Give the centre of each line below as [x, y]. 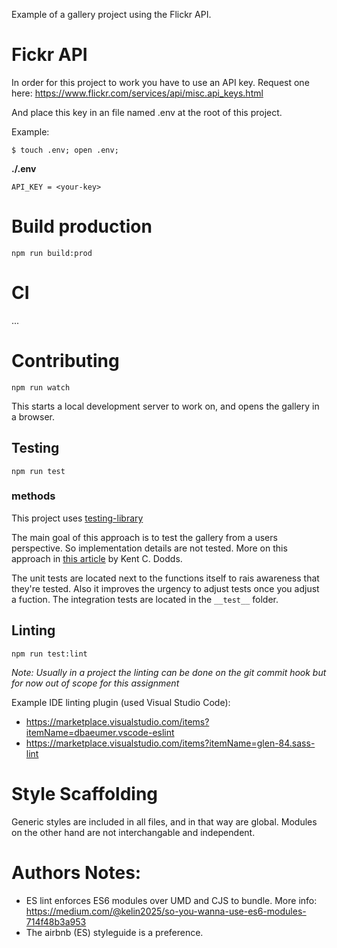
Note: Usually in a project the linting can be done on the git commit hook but [169, 672]
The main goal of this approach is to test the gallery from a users [144, 537]
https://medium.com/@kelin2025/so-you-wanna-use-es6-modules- [166, 911]
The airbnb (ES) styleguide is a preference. [114, 932]
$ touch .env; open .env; [65, 150]
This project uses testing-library [77, 518]
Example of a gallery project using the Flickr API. [111, 14]
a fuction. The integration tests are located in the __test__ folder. [145, 599]
